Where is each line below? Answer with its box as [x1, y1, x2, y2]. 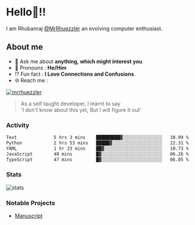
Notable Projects [6, 198, 56, 207]
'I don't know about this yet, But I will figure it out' [20, 106, 142, 113]
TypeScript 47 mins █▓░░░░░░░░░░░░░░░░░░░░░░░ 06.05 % [6, 156, 189, 162]
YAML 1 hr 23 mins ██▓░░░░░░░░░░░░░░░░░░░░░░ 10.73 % [6, 145, 189, 152]
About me [6, 42, 43, 52]
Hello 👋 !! [6, 5, 46, 19]
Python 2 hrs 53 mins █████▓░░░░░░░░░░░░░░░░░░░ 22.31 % [6, 140, 189, 146]
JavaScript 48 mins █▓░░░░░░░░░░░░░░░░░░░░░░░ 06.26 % [6, 151, 189, 157]
